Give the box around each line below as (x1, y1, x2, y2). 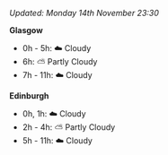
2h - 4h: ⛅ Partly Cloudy (22, 122, 116, 133)
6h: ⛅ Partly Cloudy (22, 56, 98, 66)
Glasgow (9, 25, 43, 35)
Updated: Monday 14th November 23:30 (9, 8, 160, 18)
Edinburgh (9, 90, 49, 101)
